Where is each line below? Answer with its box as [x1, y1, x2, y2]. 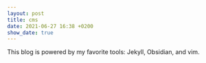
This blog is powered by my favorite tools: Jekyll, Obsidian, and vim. [7, 48, 201, 56]
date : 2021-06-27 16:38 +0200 [7, 23, 94, 29]
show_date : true [7, 29, 54, 36]
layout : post [7, 10, 45, 17]
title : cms [7, 16, 38, 23]
